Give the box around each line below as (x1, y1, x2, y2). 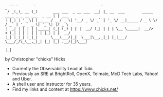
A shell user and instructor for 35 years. (12, 81, 92, 87)
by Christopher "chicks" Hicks (5, 56, 66, 62)
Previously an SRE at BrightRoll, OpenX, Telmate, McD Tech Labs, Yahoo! (12, 71, 159, 77)
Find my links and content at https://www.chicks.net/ (12, 86, 118, 92)
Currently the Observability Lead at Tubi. (12, 66, 94, 71)
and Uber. (12, 76, 33, 81)
